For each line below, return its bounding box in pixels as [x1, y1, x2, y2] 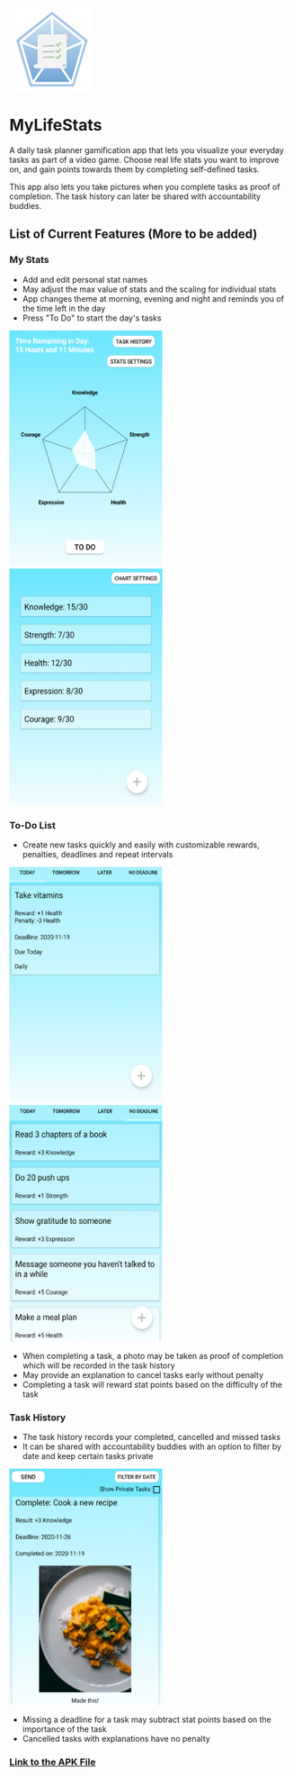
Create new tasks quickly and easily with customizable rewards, [22, 839, 261, 850]
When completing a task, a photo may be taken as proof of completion [22, 1350, 284, 1361]
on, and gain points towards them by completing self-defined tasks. [9, 164, 260, 175]
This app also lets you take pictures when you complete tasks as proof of [9, 181, 280, 192]
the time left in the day [22, 303, 106, 313]
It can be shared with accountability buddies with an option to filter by [22, 1441, 281, 1452]
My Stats [9, 254, 49, 267]
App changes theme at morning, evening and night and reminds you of [22, 293, 285, 304]
